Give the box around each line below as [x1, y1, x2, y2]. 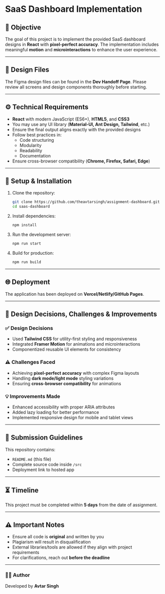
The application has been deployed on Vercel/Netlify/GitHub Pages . [5, 291, 144, 297]
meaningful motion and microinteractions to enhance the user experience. [5, 47, 158, 52]
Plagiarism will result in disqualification [12, 539, 91, 545]
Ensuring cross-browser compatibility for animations [12, 380, 121, 386]
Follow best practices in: [12, 132, 62, 138]
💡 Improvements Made [5, 393, 60, 399]
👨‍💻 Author [5, 572, 30, 579]
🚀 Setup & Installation [5, 177, 72, 186]
